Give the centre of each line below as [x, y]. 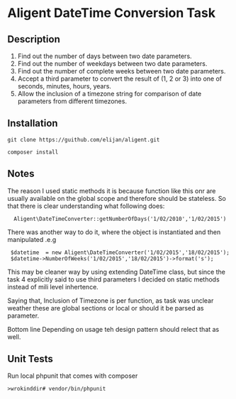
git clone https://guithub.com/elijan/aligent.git [84, 139]
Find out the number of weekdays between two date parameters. [112, 64]
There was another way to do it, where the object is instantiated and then [114, 232]
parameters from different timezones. [72, 101]
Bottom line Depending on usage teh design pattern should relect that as [113, 329]
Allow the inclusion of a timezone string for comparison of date [109, 94]
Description [34, 39]
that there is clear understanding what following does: [86, 206]
